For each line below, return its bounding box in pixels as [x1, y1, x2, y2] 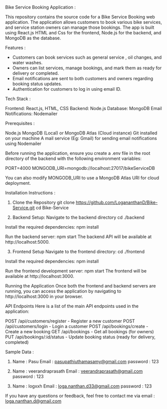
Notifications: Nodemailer [5, 111, 58, 117]
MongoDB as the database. [5, 35, 61, 41]
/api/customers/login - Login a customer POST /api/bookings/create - [5, 323, 149, 329]
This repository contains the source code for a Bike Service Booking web [5, 14, 156, 19]
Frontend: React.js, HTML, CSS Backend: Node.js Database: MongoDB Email [5, 106, 162, 111]
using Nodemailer [5, 140, 41, 146]
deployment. [5, 180, 31, 186]
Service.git [12, 205, 35, 211]
